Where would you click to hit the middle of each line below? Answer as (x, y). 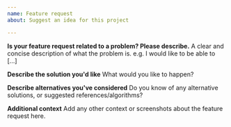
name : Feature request (40, 14)
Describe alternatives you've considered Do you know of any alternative (113, 87)
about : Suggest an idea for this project (68, 20)
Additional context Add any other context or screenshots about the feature (115, 108)
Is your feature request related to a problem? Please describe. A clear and (115, 46)
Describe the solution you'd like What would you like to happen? (101, 74)
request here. (26, 116)
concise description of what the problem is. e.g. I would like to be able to (111, 53)
